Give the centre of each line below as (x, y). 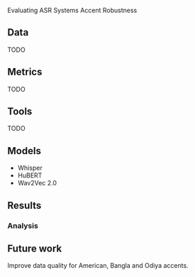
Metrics (25, 72)
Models (24, 151)
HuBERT (30, 175)
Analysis (23, 225)
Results (24, 205)
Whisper (30, 168)
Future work (35, 248)
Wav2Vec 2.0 (37, 183)
